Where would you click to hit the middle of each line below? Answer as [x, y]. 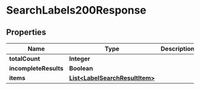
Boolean [81, 68]
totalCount [25, 59]
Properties [26, 32]
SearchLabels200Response [76, 10]
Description [177, 49]
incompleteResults [36, 68]
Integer [80, 59]
